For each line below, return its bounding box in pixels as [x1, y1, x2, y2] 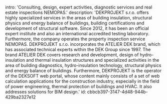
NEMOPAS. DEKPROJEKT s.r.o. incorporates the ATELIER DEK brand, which [5, 41, 161, 47]
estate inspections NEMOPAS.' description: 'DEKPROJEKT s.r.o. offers [5, 9, 149, 15]
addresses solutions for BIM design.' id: [5, 89, 86, 95]
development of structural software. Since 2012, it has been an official [5, 25, 150, 31]
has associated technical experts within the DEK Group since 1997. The [5, 47, 151, 52]
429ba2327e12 [5, 94, 36, 100]
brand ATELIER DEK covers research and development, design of [5, 52, 139, 58]
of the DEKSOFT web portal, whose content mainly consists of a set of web [5, 73, 160, 79]
